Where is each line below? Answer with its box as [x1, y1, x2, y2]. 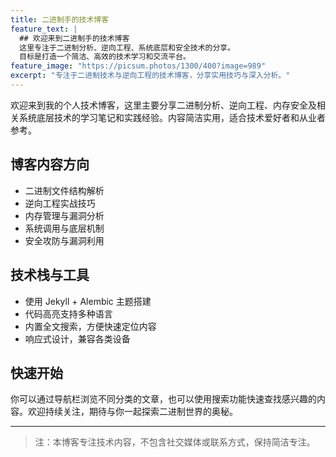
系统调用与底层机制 [24, 222, 105, 234]
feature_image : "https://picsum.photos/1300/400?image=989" [10, 61, 267, 71]
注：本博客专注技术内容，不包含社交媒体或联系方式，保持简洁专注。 [34, 436, 316, 448]
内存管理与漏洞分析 [24, 209, 105, 221]
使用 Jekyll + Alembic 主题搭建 [24, 295, 152, 307]
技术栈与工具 [10, 267, 90, 284]
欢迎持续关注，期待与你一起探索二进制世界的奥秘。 [27, 406, 238, 418]
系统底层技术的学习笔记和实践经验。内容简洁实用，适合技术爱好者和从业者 [18, 111, 326, 123]
